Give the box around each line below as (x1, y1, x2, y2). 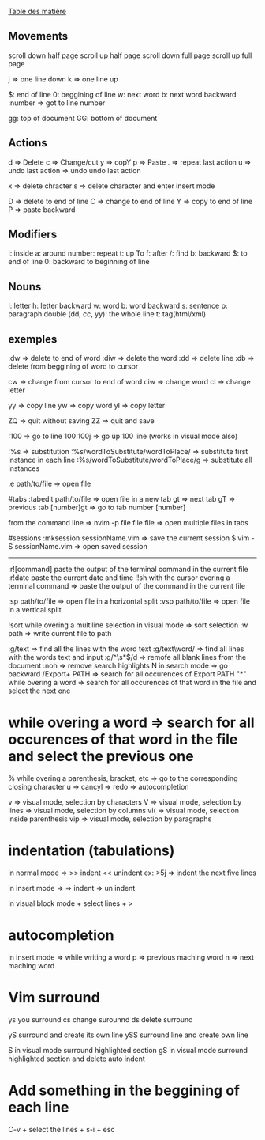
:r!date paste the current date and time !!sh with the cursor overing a (8, 573, 230, 582)
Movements (8, 29, 69, 43)
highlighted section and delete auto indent (8, 1054, 146, 1063)
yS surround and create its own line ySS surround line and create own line (8, 1030, 248, 1040)
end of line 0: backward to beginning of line (8, 257, 150, 267)
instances (8, 464, 40, 473)
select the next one (8, 686, 71, 695)
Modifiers (8, 228, 58, 241)
